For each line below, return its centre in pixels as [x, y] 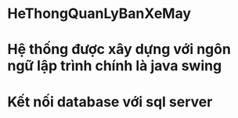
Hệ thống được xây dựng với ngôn [119, 50]
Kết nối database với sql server [110, 102]
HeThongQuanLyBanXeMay [99, 14]
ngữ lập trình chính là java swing [115, 66]
